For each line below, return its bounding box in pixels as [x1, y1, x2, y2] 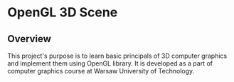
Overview [7, 33, 52, 45]
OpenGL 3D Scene [7, 4, 118, 21]
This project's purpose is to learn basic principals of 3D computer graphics [7, 51, 228, 60]
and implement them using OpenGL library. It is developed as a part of [7, 59, 213, 68]
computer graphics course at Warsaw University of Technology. [7, 67, 195, 75]
